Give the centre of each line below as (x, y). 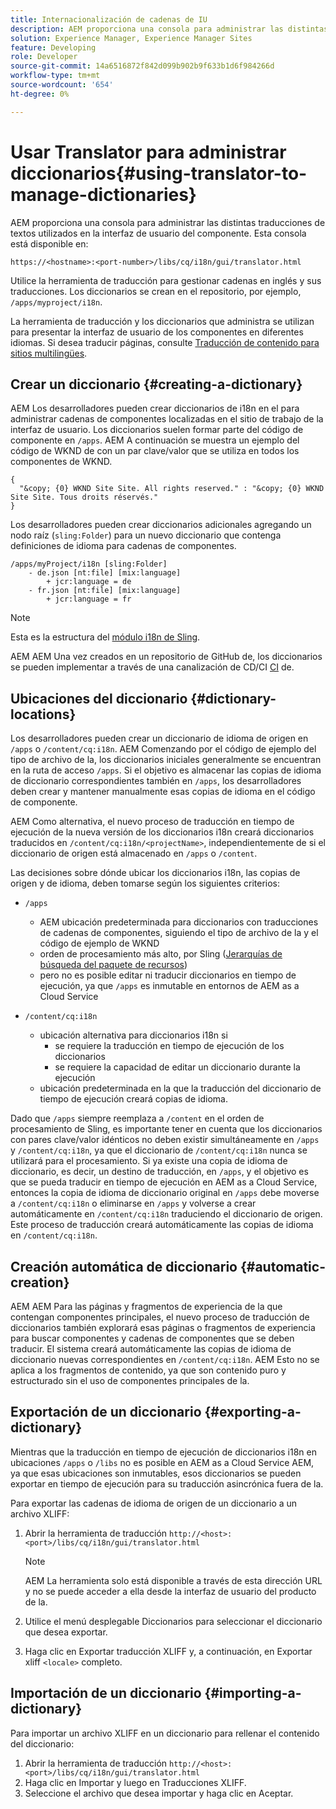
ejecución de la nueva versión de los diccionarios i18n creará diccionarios (162, 832)
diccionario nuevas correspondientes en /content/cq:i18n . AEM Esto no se (165, 1359)
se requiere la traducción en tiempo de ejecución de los (169, 1046)
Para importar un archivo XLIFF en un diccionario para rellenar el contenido (165, 1733)
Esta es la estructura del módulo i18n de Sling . (105, 637)
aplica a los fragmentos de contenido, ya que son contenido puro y (148, 1370)
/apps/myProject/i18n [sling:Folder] (89, 564)
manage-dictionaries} (103, 194)
